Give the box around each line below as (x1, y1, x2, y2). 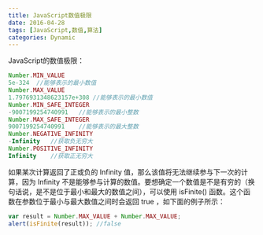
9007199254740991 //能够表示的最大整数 (8, 123, 139, 130)
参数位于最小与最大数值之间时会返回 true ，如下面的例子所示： (21, 196, 226, 206)
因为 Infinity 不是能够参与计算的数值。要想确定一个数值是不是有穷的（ (21, 177, 248, 186)
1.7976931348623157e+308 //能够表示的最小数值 (8, 94, 154, 101)
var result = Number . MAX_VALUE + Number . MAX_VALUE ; (8, 212, 181, 220)
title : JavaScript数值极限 (8, 11, 92, 20)
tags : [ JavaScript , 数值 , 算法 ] (8, 26, 102, 34)
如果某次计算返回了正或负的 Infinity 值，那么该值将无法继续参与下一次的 (8, 167, 242, 177)
